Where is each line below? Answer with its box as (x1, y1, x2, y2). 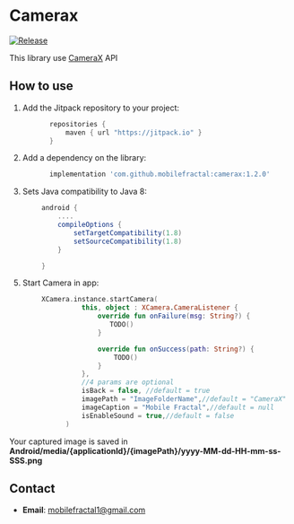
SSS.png (9, 455, 43, 466)
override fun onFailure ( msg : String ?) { (97, 311, 251, 321)
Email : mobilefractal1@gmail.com (22, 504, 146, 516)
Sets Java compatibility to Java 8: (22, 186, 148, 197)
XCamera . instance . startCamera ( (41, 295, 159, 304)
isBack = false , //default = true (81, 387, 211, 396)
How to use (9, 78, 73, 94)
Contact (9, 481, 56, 496)
